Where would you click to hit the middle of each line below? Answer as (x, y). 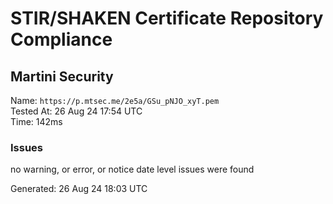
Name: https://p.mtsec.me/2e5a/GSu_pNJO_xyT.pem (115, 100)
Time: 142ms (36, 121)
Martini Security (62, 76)
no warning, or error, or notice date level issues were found (132, 169)
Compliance (61, 39)
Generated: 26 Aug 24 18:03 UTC (79, 189)
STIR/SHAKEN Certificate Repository (167, 18)
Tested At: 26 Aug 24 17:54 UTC (76, 111)
